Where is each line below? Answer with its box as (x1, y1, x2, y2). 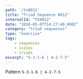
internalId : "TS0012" (5, 17, 51, 22)
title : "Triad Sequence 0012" (5, 12, 70, 17)
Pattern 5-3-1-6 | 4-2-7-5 (5, 69, 61, 75)
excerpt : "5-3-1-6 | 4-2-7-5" (5, 55, 70, 60)
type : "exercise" (5, 31, 42, 36)
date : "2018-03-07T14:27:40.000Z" (5, 21, 79, 27)
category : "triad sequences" (5, 27, 67, 32)
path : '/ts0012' (5, 7, 40, 13)
